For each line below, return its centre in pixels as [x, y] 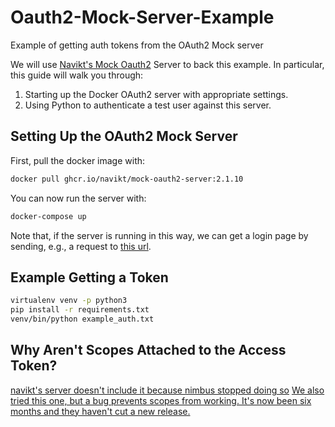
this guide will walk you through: [77, 75]
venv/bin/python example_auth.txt [82, 319]
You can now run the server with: [78, 198]
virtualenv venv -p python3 [69, 301]
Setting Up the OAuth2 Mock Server [124, 136]
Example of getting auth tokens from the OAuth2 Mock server [137, 45]
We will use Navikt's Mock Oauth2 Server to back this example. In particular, [167, 64]
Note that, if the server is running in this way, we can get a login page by [159, 235]
